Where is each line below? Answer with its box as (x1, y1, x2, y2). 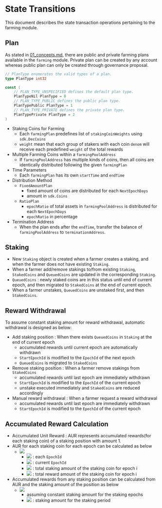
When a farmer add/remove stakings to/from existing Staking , (12, 267, 136, 273)
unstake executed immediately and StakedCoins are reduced (19, 385, 140, 391)
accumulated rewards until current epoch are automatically (19, 345, 138, 351)
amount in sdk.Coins (26, 193, 68, 198)
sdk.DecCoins (19, 137, 46, 142)
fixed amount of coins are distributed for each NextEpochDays (26, 188, 148, 194)
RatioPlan (19, 199, 40, 204)
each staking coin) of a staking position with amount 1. (12, 438, 122, 444)
